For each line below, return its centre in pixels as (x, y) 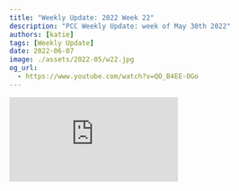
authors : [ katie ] (42, 34)
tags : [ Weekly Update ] (52, 43)
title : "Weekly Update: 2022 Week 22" (82, 18)
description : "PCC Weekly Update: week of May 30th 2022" (120, 26)
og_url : (24, 68)
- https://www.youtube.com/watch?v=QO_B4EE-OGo (108, 77)
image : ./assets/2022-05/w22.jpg (72, 59)
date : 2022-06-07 (42, 51)
